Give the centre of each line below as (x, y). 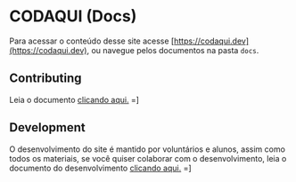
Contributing (45, 79)
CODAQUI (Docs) (73, 16)
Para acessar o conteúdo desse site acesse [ (92, 41)
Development (48, 127)
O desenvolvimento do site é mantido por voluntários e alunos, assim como (147, 149)
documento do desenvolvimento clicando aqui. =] (100, 168)
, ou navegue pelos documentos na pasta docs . (173, 50)
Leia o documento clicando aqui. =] (74, 99)
